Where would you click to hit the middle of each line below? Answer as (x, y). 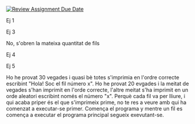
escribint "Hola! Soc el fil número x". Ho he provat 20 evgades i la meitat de (98, 83)
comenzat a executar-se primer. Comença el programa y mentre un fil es (94, 108)
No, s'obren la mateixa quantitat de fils (53, 43)
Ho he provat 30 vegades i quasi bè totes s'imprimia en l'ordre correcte (93, 77)
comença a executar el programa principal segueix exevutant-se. (85, 115)
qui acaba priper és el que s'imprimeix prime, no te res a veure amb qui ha (96, 102)
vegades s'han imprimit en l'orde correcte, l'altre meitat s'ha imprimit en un (97, 90)
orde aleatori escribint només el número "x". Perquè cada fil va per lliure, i (96, 96)
